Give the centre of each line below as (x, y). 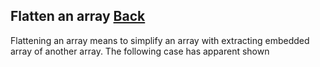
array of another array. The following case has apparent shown (140, 51)
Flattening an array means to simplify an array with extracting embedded (160, 40)
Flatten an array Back (78, 16)
